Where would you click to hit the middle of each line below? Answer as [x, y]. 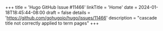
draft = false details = [68, 12]
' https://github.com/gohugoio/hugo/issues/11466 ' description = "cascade [81, 18]
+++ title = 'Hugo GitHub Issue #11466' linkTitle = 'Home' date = [71, 7]
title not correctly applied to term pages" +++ [52, 23]
